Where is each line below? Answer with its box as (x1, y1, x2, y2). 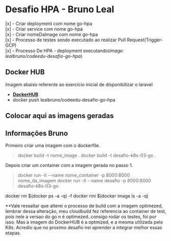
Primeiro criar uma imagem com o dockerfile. (5, 142, 101, 149)
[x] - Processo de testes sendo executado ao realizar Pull (5, 37, 126, 43)
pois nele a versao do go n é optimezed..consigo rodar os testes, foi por (5, 213, 157, 220)
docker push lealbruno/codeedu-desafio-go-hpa (12, 97, 116, 103)
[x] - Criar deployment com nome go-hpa (5, 20, 93, 27)
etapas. (5, 230, 21, 236)
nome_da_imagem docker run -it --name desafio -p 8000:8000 (17, 177, 152, 183)
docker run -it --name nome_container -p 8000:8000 (17, 172, 130, 178)
